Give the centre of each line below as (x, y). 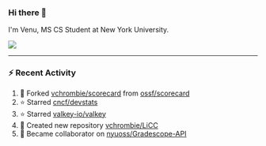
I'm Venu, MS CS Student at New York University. (89, 30)
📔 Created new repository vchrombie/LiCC (89, 125)
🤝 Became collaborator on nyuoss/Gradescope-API (103, 133)
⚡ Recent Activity (42, 73)
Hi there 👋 (28, 13)
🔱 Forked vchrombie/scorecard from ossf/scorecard (104, 93)
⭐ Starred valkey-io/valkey (63, 114)
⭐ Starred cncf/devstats (59, 102)
